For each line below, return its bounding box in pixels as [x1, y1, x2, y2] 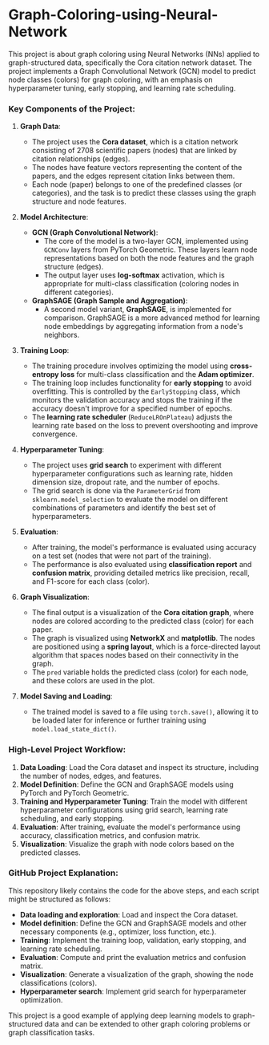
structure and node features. [31, 196, 126, 206]
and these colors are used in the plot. [31, 676, 155, 686]
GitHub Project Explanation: [8, 868, 118, 879]
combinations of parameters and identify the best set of [31, 503, 216, 512]
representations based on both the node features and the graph [43, 253, 255, 263]
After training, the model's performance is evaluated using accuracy [31, 543, 257, 553]
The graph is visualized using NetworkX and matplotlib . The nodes [31, 634, 255, 643]
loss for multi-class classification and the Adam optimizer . [60, 370, 255, 379]
